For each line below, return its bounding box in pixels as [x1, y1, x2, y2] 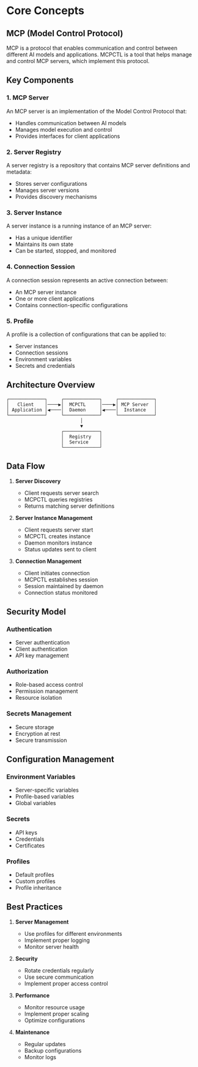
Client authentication [15, 645, 68, 653]
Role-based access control [15, 681, 84, 689]
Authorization [6, 667, 49, 676]
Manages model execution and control [15, 126, 112, 133]
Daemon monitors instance [24, 539, 93, 546]
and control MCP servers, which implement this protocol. [6, 58, 150, 64]
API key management [15, 652, 69, 659]
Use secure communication [24, 973, 94, 981]
